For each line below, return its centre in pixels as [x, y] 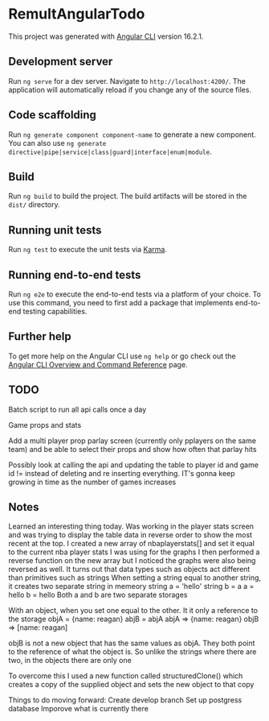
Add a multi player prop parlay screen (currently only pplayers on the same [132, 441]
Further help [40, 336]
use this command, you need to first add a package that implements [121, 302]
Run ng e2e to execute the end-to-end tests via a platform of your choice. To [135, 294]
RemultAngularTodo [77, 14]
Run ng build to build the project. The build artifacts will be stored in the [128, 196]
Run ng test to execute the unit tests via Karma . [88, 250]
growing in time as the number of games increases [92, 482]
